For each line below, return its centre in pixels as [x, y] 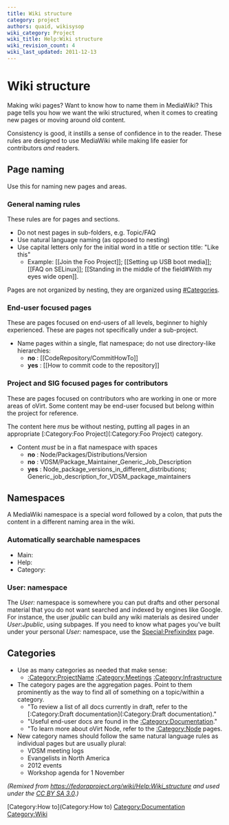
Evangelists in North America [68, 758]
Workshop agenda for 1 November [76, 773]
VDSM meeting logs [56, 751]
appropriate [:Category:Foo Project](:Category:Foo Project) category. [105, 434]
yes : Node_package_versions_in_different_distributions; [107, 469]
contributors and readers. [44, 148]
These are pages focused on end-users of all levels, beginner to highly [107, 323]
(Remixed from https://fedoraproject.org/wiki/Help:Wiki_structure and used [113, 786]
